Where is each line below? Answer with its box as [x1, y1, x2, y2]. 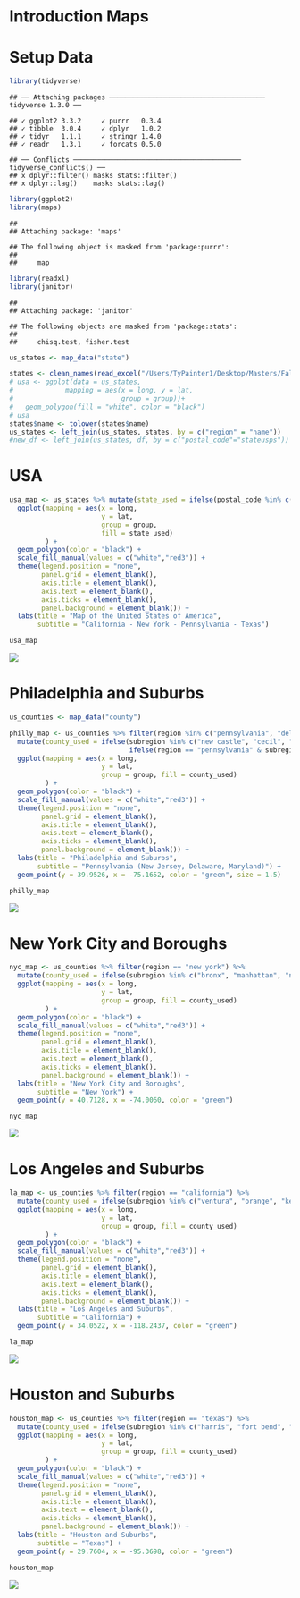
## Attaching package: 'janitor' [9, 306, 134, 315]
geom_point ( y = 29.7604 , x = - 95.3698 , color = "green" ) [17, 1547, 234, 1556]
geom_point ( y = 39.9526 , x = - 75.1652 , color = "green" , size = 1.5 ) [17, 870, 282, 879]
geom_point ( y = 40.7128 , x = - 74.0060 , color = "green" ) [17, 1095, 234, 1105]
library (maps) [9, 203, 62, 212]
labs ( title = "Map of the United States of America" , [17, 612, 221, 621]
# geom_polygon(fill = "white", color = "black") [9, 402, 205, 411]
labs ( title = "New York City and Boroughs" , [17, 1079, 186, 1088]
